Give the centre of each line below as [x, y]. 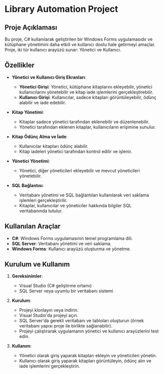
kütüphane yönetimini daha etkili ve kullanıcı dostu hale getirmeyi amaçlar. [80, 45]
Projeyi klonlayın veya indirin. [49, 310]
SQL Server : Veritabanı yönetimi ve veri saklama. [61, 243]
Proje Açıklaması [31, 27]
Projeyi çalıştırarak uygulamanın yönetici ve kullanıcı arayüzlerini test [89, 331]
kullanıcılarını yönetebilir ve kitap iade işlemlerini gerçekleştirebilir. [86, 92]
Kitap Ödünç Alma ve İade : [40, 137]
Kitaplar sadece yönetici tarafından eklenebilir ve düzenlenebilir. [84, 122]
